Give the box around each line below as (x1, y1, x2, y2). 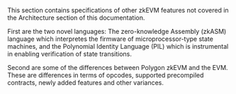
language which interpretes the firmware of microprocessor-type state (7, 35, 214, 43)
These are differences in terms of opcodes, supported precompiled (7, 71, 204, 79)
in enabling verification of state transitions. (7, 49, 133, 58)
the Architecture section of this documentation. (7, 13, 145, 22)
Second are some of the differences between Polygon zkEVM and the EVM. (7, 64, 228, 71)
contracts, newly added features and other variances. (7, 78, 164, 87)
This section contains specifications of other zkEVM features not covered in (7, 6, 229, 14)
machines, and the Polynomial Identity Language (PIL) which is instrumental (7, 42, 229, 50)
